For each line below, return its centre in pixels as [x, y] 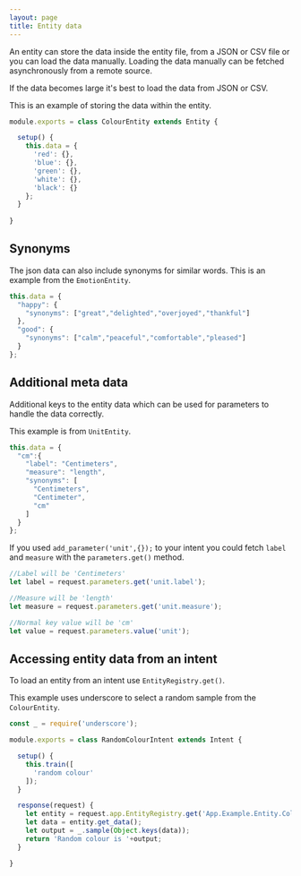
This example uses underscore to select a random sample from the [133, 698]
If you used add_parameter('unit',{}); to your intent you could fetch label [148, 548]
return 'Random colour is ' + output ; [94, 838]
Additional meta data [69, 383]
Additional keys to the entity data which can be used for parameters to [139, 404]
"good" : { [35, 330]
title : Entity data [46, 26]
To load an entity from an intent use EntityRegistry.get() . [117, 681]
